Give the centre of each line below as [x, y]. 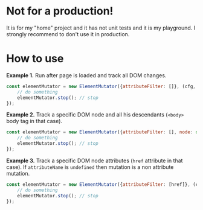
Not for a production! [60, 11]
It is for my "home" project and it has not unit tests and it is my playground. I [101, 28]
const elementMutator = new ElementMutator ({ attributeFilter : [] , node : [100, 132]
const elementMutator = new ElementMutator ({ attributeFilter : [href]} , [98, 184]
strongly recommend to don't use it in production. [68, 34]
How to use [35, 59]
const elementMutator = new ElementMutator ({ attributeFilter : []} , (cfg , [101, 86]
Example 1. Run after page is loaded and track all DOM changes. [86, 75]
